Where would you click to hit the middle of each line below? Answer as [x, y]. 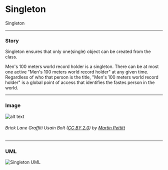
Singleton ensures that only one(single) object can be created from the [78, 51]
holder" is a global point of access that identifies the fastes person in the [80, 82]
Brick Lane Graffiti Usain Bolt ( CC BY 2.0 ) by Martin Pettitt [65, 128]
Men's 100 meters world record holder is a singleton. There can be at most [82, 66]
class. [11, 57]
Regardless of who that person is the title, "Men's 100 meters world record [82, 77]
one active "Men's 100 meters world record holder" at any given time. [77, 72]
